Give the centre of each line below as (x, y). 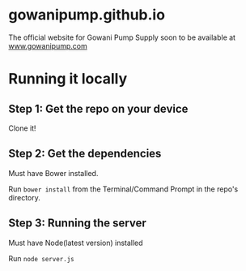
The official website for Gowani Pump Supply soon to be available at (122, 37)
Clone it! (22, 128)
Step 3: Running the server (78, 224)
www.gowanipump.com (48, 45)
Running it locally (68, 79)
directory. (24, 197)
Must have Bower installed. (53, 173)
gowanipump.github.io (87, 15)
